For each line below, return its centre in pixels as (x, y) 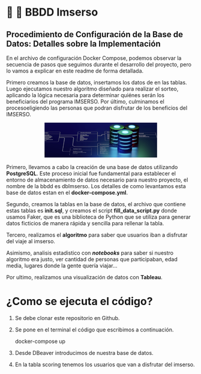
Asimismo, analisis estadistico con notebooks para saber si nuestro (90, 253)
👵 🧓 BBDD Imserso (52, 12)
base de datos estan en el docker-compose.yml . (67, 192)
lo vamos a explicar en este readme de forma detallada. (75, 71)
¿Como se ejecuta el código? (79, 301)
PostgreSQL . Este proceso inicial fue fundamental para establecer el (91, 173)
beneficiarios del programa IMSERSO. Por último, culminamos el (85, 102)
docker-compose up (40, 341)
